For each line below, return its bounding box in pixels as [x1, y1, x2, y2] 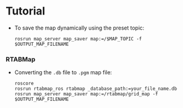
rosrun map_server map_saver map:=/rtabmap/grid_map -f [14, 91, 158, 97]
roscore [14, 80, 34, 87]
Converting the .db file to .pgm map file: [14, 69, 112, 76]
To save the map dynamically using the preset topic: [14, 24, 144, 31]
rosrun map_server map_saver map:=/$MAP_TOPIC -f [14, 36, 143, 42]
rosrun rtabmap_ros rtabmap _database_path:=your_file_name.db [14, 86, 178, 92]
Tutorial [5, 4, 46, 18]
